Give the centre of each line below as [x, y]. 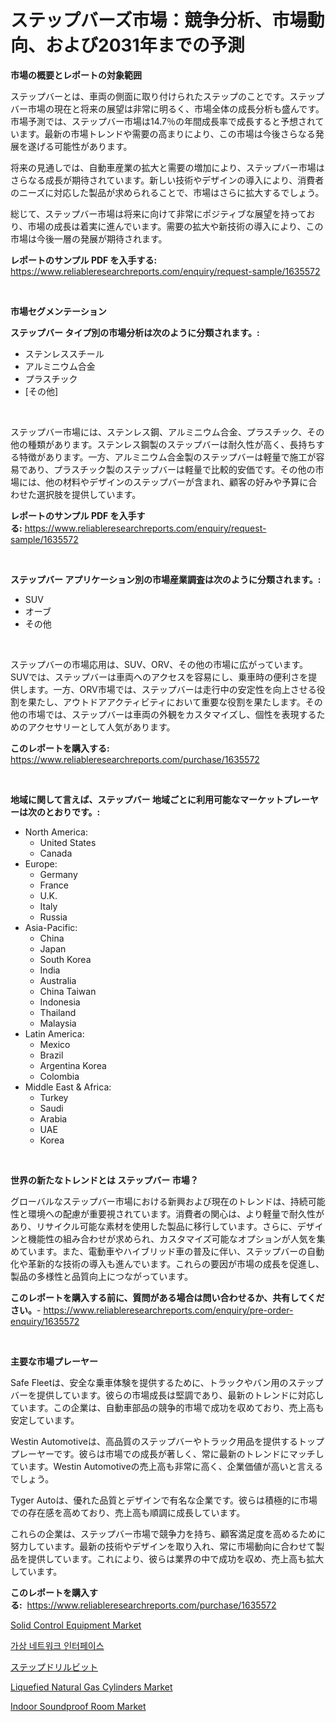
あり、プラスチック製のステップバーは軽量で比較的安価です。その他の [171, 469]
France [54, 885]
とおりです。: [72, 812]
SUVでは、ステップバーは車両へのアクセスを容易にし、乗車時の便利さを [159, 677]
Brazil [51, 1055]
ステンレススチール [64, 353]
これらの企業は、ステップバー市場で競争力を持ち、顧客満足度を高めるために [168, 1533]
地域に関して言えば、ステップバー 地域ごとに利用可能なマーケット [147, 799]
